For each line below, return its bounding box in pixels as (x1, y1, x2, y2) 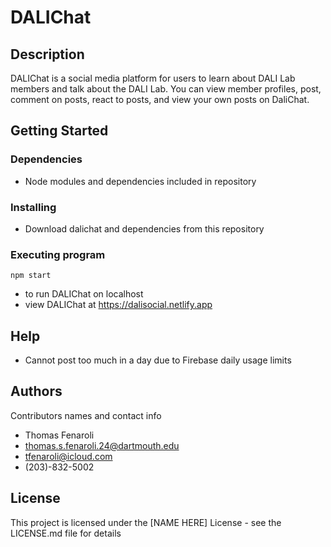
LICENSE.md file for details (10, 527, 122, 539)
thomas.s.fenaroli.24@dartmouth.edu (24, 439, 180, 451)
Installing (10, 200, 57, 214)
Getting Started (10, 122, 109, 140)
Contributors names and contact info (10, 409, 162, 421)
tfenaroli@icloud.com (24, 450, 113, 462)
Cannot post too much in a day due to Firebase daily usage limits (24, 354, 292, 366)
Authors (10, 383, 63, 400)
